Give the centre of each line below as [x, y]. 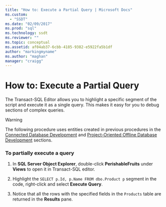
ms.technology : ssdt [27, 33]
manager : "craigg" [24, 61]
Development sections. [29, 140]
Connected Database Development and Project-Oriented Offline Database [81, 135]
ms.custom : [16, 14]
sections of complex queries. [35, 110]
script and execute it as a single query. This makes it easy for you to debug [82, 105]
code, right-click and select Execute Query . [58, 184]
